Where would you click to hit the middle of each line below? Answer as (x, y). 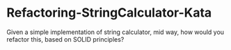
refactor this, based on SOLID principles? (65, 39)
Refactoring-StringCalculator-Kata (109, 13)
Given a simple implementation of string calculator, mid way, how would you (115, 32)
